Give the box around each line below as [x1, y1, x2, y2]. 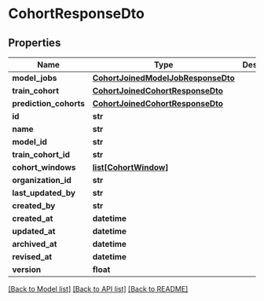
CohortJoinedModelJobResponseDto [92, 72, 236, 83]
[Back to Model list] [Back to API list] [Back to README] [8, 284, 189, 293]
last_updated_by [12, 188, 76, 198]
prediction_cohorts [12, 98, 85, 108]
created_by [12, 200, 56, 211]
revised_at [12, 251, 53, 262]
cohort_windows [12, 162, 76, 173]
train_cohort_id [12, 149, 71, 160]
